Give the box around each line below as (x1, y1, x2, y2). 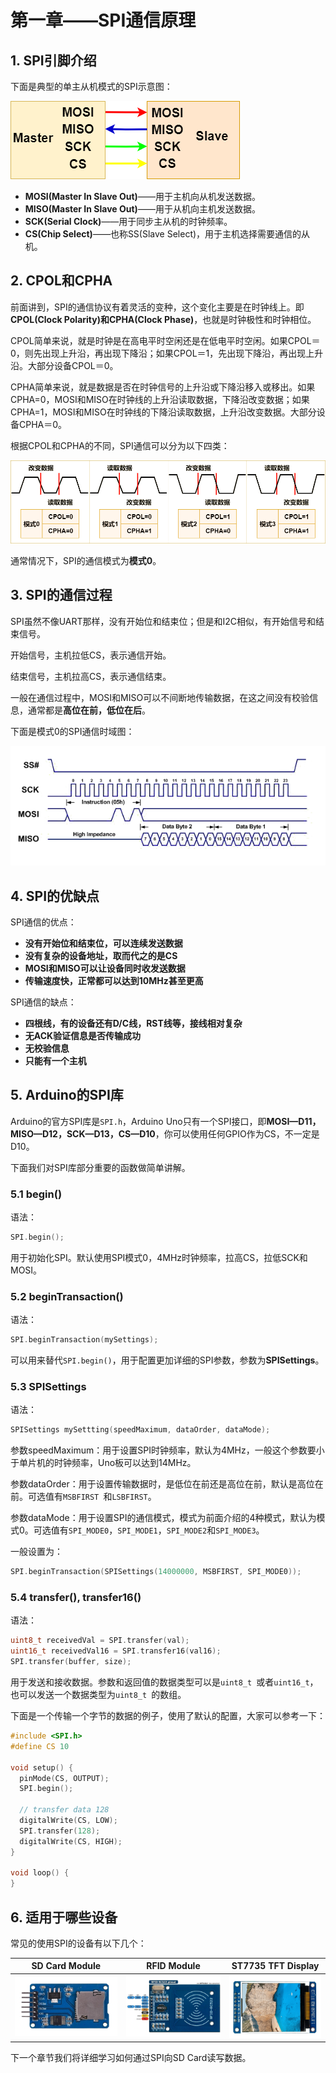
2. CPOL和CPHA (10, 272, 113, 290)
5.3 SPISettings (10, 1380, 87, 1393)
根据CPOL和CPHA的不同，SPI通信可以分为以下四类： (10, 439, 230, 451)
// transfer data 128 (19, 1805, 110, 1815)
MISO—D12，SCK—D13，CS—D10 (10, 1127, 156, 1140)
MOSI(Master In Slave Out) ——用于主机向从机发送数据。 (24, 191, 261, 202)
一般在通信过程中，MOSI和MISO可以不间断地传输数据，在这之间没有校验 (10, 691, 310, 703)
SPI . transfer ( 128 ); (19, 1826, 101, 1836)
